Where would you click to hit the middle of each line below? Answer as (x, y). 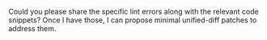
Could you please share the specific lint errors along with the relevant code (133, 12)
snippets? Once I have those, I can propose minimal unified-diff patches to (133, 20)
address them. (32, 28)
